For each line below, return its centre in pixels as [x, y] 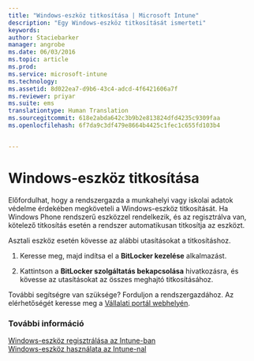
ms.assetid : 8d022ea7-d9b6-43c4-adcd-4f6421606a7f [93, 89]
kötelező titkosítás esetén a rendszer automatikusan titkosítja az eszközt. [127, 225]
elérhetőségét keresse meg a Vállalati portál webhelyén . [99, 303]
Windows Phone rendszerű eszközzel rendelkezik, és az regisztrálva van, [127, 217]
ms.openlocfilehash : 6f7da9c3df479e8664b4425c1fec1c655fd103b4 [114, 125]
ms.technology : [33, 81]
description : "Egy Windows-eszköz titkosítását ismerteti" [107, 23]
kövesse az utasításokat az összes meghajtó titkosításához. [116, 279]
